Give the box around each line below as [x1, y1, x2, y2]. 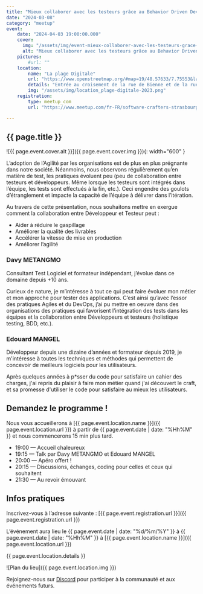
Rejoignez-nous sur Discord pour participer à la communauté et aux [6, 575, 175, 583]
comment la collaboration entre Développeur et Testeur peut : [6, 209, 160, 217]
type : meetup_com [28, 98, 71, 104]
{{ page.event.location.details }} [6, 552, 86, 559]
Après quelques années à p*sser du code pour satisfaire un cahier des [6, 372, 182, 380]
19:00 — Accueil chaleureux [14, 444, 85, 451]
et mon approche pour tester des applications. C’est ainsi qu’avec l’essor [6, 294, 187, 301]
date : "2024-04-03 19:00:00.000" [17, 31, 101, 37]
